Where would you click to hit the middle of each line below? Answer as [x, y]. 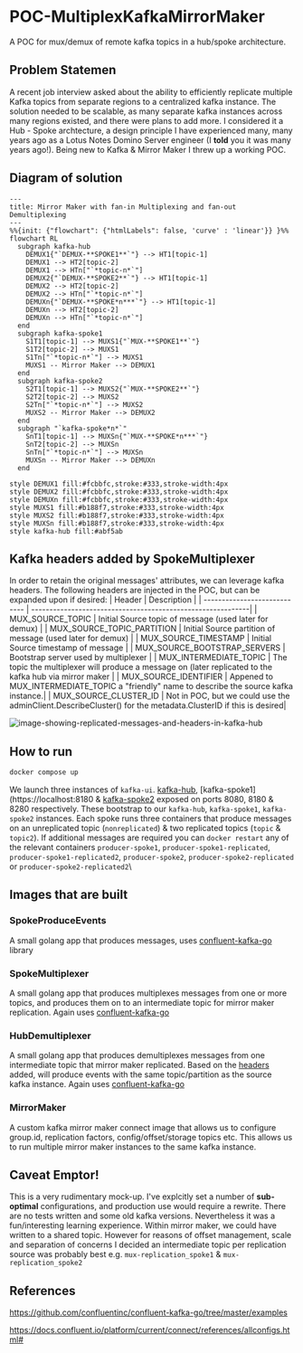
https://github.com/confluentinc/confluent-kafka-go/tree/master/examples [148, 1312]
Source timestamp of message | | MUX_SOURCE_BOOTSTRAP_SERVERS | [147, 648]
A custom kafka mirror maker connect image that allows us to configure [143, 1127]
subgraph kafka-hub [54, 246]
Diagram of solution [66, 178]
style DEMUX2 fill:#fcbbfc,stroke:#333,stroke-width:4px [119, 492]
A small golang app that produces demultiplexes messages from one [137, 1055]
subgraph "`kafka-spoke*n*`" [72, 428]
